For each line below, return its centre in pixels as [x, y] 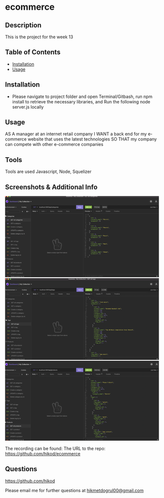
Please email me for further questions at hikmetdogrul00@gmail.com [74, 490]
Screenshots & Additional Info [51, 187]
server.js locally [28, 107]
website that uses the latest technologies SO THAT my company [92, 139]
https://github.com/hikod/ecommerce [43, 453]
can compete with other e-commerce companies [54, 144]
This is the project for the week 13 [39, 37]
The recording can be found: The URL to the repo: [55, 448]
